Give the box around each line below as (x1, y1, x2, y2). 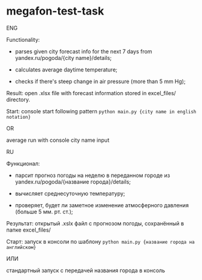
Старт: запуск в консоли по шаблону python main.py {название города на (6, 238, 195, 245)
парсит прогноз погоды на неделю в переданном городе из (15, 172, 171, 179)
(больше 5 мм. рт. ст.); (15, 208, 74, 215)
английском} (6, 244, 36, 250)
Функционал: (6, 159, 41, 167)
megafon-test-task (6, 4, 105, 18)
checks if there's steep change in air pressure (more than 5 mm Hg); (15, 78, 186, 85)
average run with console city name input (6, 136, 110, 144)
